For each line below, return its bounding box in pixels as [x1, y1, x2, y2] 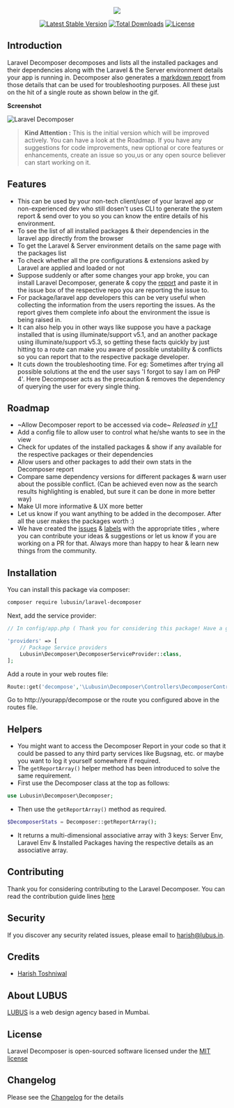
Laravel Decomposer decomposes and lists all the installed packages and [7, 58, 218, 66]
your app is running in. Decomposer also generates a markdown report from [7, 73, 226, 82]
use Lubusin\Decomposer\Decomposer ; [7, 792, 114, 800]
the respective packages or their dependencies [17, 450, 153, 459]
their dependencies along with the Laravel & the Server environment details [7, 66, 224, 74]
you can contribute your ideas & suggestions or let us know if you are [17, 532, 217, 540]
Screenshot [7, 101, 42, 109]
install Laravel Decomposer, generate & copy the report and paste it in [17, 278, 218, 287]
